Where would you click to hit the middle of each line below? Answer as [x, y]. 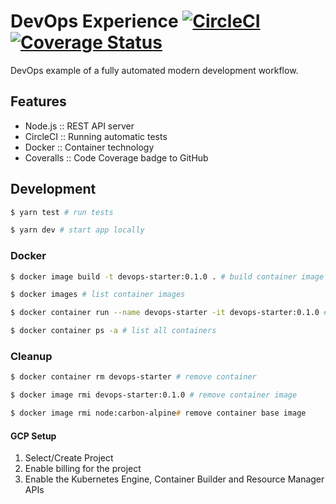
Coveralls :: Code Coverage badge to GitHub [116, 157]
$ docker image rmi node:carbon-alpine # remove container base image [158, 413]
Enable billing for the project [83, 469]
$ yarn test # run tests [62, 212]
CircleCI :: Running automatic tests [96, 136]
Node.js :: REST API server [79, 126]
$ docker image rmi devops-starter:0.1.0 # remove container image [154, 395]
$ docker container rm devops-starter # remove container [133, 377]
